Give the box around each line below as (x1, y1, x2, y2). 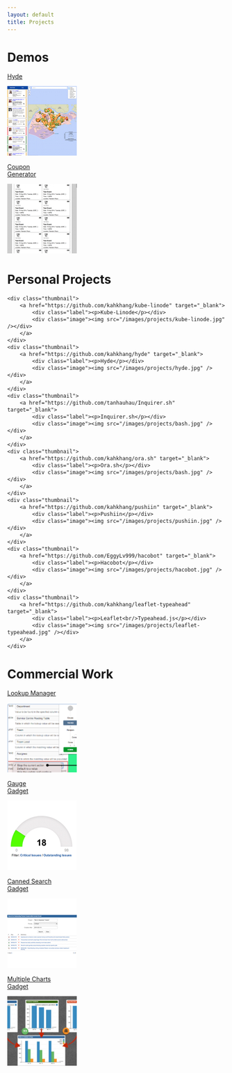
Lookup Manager (7, 689, 56, 697)
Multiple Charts (7, 975, 51, 983)
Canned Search (7, 877, 52, 886)
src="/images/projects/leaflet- (106, 622, 200, 629)
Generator (7, 170, 37, 179)
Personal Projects (7, 271, 112, 287)
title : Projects (7, 18, 54, 26)
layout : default (7, 11, 54, 18)
